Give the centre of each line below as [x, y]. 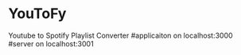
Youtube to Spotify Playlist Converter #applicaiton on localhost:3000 [120, 35]
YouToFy [37, 14]
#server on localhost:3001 [51, 43]
